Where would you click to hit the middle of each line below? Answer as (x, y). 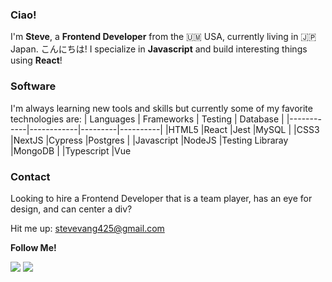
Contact (30, 176)
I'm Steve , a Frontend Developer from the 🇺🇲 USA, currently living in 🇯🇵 (163, 37)
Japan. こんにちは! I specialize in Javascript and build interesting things (159, 49)
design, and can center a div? (71, 209)
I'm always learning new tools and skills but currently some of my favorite (161, 108)
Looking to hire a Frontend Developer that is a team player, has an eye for (161, 198)
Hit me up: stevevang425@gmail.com (87, 228)
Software (33, 86)
